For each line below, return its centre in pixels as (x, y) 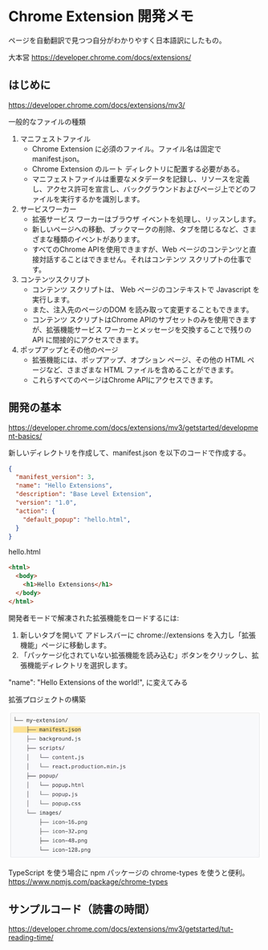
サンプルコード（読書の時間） (82, 909)
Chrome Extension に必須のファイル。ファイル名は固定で (127, 149)
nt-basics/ (25, 436)
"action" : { (36, 511)
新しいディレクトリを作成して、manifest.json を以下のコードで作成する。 (130, 452)
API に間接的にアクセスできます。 (87, 339)
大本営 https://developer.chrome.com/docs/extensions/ (100, 57)
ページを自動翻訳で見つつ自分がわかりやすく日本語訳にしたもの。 (117, 40)
